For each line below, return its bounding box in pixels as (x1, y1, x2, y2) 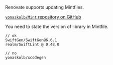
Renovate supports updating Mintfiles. (5, 4, 84, 10)
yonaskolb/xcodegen (5, 55, 46, 60)
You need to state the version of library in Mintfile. (5, 23, 109, 29)
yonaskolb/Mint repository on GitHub (5, 14, 81, 19)
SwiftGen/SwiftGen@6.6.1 (5, 37, 57, 42)
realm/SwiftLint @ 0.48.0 (5, 42, 59, 47)
